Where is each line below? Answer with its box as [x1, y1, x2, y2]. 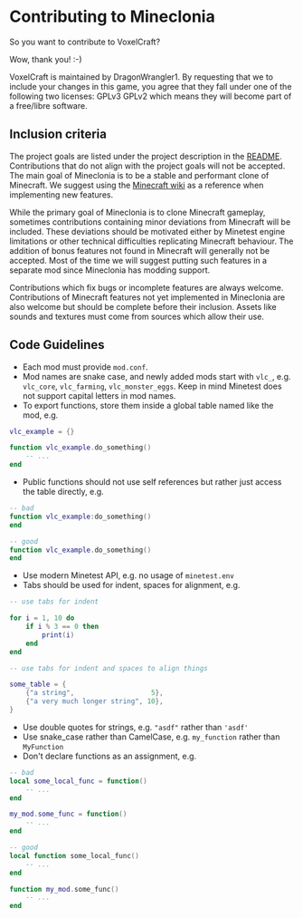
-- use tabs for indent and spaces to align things [9, 663, 208, 672]
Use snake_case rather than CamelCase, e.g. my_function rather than [22, 731, 280, 742]
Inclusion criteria [9, 127, 107, 142]
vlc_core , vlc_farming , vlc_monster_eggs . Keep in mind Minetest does [22, 381, 282, 391]
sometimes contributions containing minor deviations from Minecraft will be [9, 216, 291, 227]
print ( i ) [42, 630, 75, 640]
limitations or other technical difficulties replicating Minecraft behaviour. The [9, 236, 294, 246]
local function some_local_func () [9, 851, 140, 860]
